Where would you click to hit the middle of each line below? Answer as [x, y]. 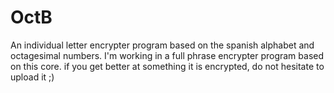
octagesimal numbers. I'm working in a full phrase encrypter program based [167, 55]
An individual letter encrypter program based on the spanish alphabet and [162, 45]
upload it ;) [32, 77]
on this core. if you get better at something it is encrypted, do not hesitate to [167, 66]
